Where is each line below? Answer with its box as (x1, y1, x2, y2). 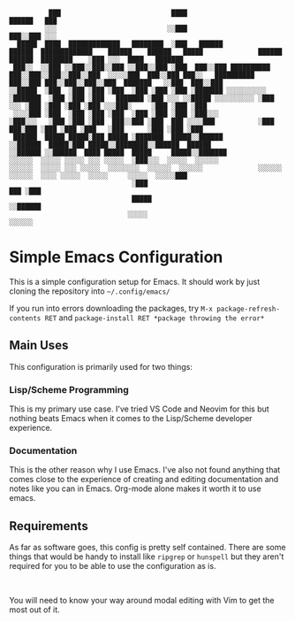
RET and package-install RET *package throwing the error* (44, 312, 265, 323)
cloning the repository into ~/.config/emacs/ (9, 286, 170, 296)
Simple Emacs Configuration (9, 247, 223, 267)
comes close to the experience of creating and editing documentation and (9, 474, 279, 485)
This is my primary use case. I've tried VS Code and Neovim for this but (9, 403, 269, 414)
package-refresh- (216, 304, 281, 313)
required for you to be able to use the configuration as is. (9, 561, 216, 572)
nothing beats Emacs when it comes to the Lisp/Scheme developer (9, 413, 253, 424)
